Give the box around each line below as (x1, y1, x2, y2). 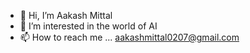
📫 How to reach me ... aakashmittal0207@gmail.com (19, 31, 240, 43)
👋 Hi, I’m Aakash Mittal (19, 10, 113, 21)
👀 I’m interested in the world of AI (19, 20, 158, 32)
